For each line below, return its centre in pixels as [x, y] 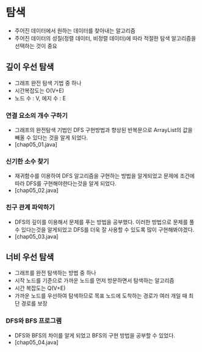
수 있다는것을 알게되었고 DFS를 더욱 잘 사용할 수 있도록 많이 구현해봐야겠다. [104, 229]
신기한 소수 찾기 [27, 161]
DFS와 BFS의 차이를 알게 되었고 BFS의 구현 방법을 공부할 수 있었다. [95, 335]
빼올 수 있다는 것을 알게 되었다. [51, 137]
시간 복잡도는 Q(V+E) [40, 288]
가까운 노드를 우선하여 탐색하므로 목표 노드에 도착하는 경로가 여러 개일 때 [101, 296]
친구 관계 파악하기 [31, 207]
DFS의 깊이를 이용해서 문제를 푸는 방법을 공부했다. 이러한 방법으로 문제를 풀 [104, 222]
